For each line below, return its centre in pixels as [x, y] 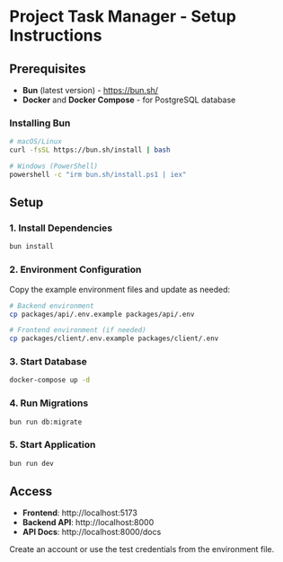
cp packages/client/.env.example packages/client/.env [114, 338]
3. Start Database [48, 362]
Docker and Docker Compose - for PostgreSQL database [129, 100]
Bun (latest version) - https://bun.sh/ [90, 90]
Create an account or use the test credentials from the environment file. [142, 549]
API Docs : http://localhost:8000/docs [92, 532]
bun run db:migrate [46, 422]
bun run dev [31, 463]
